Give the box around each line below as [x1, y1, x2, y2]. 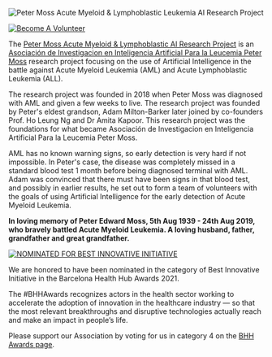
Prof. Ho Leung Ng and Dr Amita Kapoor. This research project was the [8, 115, 246, 125]
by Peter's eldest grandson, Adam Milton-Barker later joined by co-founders [8, 107, 264, 116]
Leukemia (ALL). [8, 74, 63, 83]
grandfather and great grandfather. [8, 233, 130, 243]
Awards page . [8, 340, 55, 349]
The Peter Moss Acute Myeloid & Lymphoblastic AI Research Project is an [8, 39, 254, 49]
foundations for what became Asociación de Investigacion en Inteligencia [8, 124, 254, 133]
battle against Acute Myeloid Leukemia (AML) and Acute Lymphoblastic [8, 65, 248, 75]
